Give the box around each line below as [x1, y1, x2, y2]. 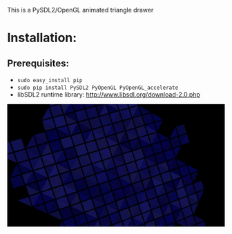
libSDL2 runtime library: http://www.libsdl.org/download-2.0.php [17, 90, 200, 99]
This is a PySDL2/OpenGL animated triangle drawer [7, 6, 154, 14]
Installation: [7, 30, 77, 46]
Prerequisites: [7, 57, 69, 69]
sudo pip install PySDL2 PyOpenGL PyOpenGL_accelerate [17, 84, 179, 91]
